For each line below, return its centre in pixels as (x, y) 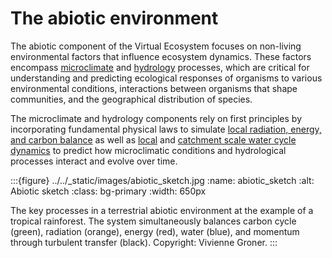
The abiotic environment (114, 18)
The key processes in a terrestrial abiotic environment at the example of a (162, 210)
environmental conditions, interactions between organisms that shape (154, 88)
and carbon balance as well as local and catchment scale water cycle (153, 139)
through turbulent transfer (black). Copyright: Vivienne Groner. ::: (144, 242)
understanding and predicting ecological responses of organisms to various (166, 78)
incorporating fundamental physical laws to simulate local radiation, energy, (166, 129)
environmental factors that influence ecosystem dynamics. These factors (161, 56)
